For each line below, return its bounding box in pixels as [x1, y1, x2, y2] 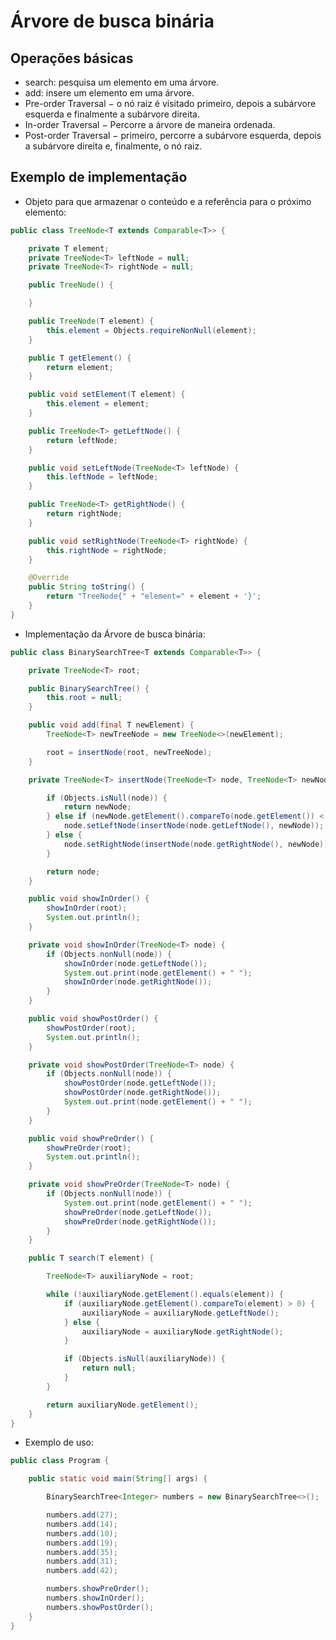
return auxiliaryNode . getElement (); [46, 1400, 199, 1410]
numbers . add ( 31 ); [46, 1556, 118, 1567]
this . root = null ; [46, 693, 123, 703]
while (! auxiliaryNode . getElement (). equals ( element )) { [46, 1290, 284, 1300]
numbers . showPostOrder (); [46, 1602, 155, 1612]
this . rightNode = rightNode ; [46, 545, 168, 555]
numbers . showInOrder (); [46, 1593, 145, 1604]
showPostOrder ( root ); [46, 1023, 137, 1033]
